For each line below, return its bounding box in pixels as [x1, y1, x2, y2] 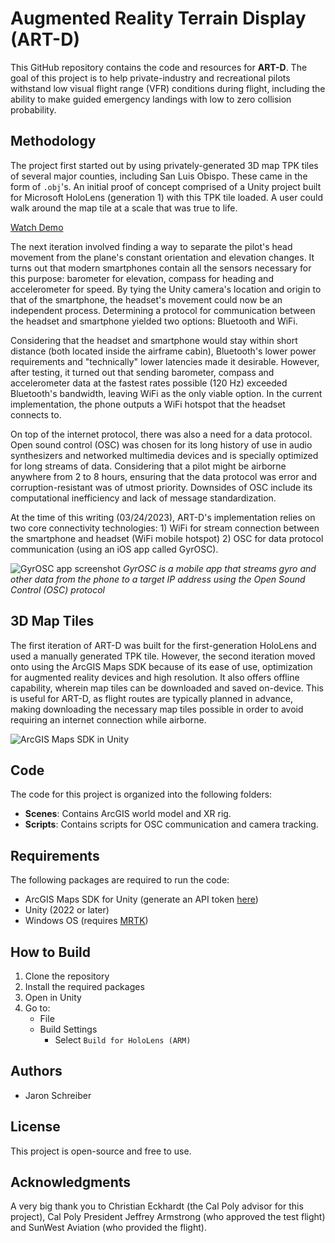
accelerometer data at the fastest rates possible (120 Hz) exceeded [10, 377, 288, 389]
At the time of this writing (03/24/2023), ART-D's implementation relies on [10, 511, 316, 523]
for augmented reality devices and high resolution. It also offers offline [10, 671, 300, 683]
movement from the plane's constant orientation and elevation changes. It [10, 251, 315, 263]
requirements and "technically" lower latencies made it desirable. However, [10, 355, 320, 367]
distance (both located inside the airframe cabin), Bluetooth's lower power [10, 345, 317, 357]
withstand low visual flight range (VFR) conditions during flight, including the [10, 82, 326, 94]
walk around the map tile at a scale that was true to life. [10, 202, 238, 214]
